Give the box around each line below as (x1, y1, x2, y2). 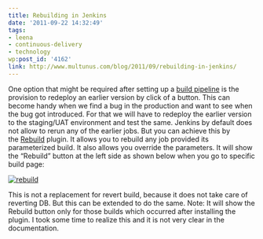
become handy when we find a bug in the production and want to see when (8, 101, 253, 110)
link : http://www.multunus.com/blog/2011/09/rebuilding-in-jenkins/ (8, 63, 237, 71)
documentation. (8, 223, 60, 233)
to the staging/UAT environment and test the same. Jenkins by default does (8, 117, 253, 127)
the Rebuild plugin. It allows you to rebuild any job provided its (8, 134, 210, 144)
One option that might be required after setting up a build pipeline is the (8, 84, 239, 94)
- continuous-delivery (8, 41, 82, 49)
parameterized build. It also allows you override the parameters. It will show (8, 142, 253, 152)
